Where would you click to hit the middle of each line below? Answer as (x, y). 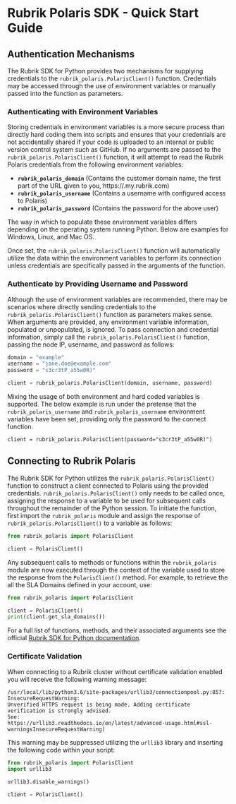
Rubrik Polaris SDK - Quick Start (103, 13)
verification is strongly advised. (60, 711)
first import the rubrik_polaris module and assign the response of (104, 515)
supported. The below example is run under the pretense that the (102, 404)
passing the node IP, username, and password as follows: (91, 344)
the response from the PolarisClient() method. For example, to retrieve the (118, 577)
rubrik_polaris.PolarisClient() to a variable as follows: (90, 523)
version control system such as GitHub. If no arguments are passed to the (114, 150)
